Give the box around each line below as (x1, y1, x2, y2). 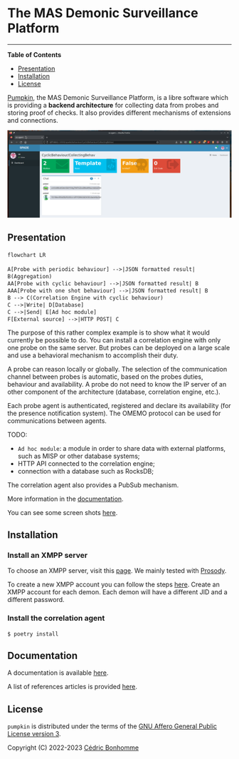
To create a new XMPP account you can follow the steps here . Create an (7, 580, 221, 589)
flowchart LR (7, 251, 46, 258)
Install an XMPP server (7, 550, 87, 560)
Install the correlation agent (7, 613, 105, 623)
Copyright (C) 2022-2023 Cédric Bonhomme (7, 743, 139, 752)
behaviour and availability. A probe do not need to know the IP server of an (7, 379, 227, 388)
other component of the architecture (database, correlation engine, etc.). (7, 387, 221, 396)
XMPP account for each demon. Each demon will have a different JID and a (7, 588, 228, 596)
